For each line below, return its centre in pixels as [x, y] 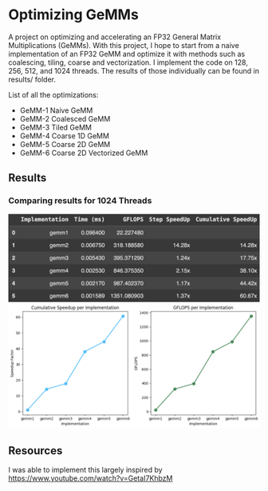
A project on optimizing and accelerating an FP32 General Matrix [115, 37]
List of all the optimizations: [53, 94]
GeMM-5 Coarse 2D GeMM [65, 144]
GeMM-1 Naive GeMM [56, 110]
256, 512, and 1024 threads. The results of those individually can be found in [134, 70]
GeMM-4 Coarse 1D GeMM [65, 136]
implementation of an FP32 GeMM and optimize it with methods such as [127, 54]
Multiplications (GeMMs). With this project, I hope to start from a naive [124, 45]
